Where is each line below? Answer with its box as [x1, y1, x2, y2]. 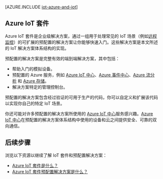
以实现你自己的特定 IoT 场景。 [5, 100, 65, 106]
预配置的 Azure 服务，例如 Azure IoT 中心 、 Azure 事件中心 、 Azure [12, 72, 146, 78]
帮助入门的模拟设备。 [12, 65, 55, 72]
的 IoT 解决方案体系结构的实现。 [5, 45, 69, 51]
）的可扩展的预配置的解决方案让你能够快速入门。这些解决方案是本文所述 [14, 39, 158, 45]
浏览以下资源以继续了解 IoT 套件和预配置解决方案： [5, 152, 107, 158]
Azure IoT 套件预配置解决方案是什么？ [12, 168, 88, 174]
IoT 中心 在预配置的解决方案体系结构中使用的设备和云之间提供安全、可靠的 [5, 116, 153, 123]
